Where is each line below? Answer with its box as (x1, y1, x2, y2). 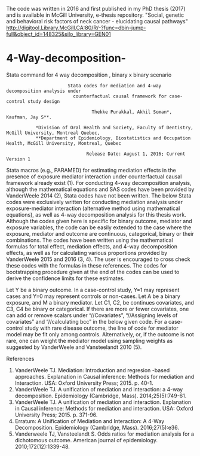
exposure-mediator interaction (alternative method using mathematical (6, 205, 180, 212)
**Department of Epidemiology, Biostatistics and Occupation (35, 135, 191, 141)
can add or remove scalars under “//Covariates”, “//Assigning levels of (6, 311, 178, 319)
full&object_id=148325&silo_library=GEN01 (6, 31, 112, 38)
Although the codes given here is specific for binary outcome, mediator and (6, 217, 192, 224)
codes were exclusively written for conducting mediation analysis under (6, 198, 183, 205)
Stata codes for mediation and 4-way (67, 83, 162, 89)
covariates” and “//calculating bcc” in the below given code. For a (6, 318, 167, 325)
